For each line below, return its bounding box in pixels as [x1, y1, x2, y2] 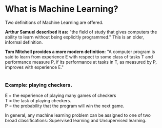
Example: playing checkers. [5, 81, 72, 88]
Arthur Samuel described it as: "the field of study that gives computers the [5, 29, 157, 35]
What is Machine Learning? [5, 3, 119, 15]
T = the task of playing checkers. [5, 98, 72, 104]
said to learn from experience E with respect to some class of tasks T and [5, 54, 153, 59]
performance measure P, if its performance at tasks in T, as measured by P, [5, 59, 157, 65]
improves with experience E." [5, 64, 64, 70]
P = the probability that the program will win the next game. [5, 103, 124, 109]
